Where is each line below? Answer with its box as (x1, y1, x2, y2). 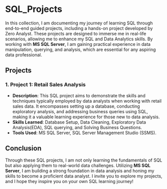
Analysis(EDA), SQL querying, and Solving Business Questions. (12, 124, 142, 130)
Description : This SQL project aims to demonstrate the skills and (12, 92, 146, 98)
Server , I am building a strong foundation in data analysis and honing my (5, 168, 155, 174)
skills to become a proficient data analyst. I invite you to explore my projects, (5, 173, 163, 179)
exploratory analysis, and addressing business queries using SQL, (12, 108, 148, 114)
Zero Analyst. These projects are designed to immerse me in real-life (5, 30, 147, 36)
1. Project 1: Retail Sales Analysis (5, 81, 86, 88)
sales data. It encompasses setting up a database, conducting (12, 103, 141, 109)
